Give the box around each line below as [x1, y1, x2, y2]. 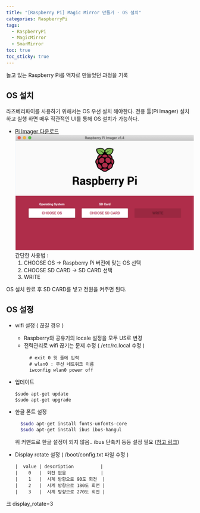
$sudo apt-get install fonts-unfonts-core [20, 421, 127, 427]
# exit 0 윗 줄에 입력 [29, 355, 79, 360]
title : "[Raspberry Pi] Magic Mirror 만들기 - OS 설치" [6, 10, 142, 15]
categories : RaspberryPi [6, 15, 68, 22]
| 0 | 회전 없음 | [14, 470, 104, 476]
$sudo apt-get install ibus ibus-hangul [20, 427, 122, 433]
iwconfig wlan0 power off [29, 367, 93, 373]
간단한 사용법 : [14, 251, 49, 259]
